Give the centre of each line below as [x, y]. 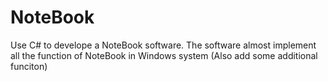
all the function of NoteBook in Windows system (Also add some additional [164, 55]
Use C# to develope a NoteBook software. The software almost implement [163, 45]
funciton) [29, 66]
